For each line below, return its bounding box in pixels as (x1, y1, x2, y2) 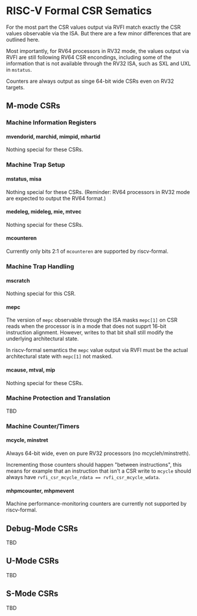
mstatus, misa (6, 175, 42, 182)
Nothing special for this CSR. (6, 290, 76, 297)
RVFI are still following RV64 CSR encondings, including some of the (6, 53, 172, 61)
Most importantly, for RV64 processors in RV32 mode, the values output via (6, 47, 189, 54)
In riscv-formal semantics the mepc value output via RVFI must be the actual (6, 347, 188, 354)
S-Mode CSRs (6, 589, 59, 599)
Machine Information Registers (6, 119, 97, 127)
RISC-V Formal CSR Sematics (6, 4, 152, 18)
